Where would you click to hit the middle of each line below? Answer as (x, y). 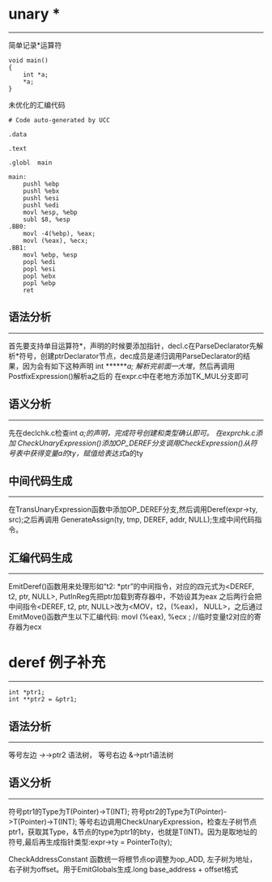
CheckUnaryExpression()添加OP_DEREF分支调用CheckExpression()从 (134, 443)
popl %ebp (40, 283)
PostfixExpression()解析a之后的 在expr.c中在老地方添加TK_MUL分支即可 (129, 376)
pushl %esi (41, 198)
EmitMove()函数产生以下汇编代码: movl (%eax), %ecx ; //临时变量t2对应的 (132, 617)
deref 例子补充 (57, 663)
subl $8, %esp (47, 219)
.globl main (30, 163)
